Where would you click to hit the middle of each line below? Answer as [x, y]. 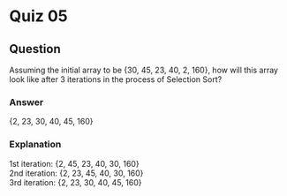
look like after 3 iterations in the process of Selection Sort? [116, 79]
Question [35, 49]
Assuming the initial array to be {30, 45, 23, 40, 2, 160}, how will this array [143, 70]
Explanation [35, 145]
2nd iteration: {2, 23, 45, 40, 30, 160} [76, 173]
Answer [26, 102]
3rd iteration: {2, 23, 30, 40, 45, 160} [76, 182]
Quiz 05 [38, 16]
